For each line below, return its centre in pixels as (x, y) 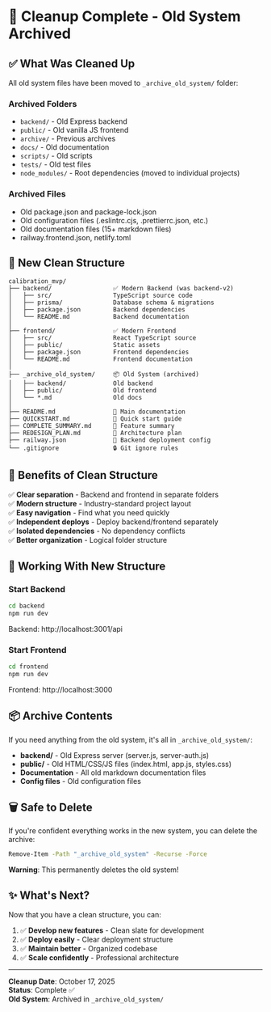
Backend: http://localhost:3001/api (66, 629)
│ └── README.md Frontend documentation (101, 359)
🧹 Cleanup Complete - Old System (125, 17)
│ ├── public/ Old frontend (83, 391)
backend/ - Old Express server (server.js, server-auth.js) (115, 755)
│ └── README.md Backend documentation (99, 317)
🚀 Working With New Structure (87, 566)
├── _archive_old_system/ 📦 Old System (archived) (104, 375)
